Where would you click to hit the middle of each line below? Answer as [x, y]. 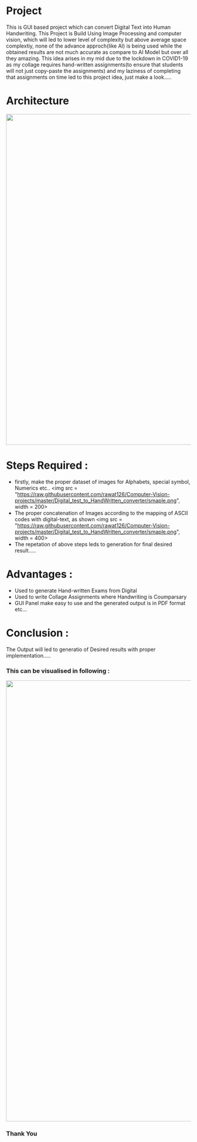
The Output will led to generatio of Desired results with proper [81, 649]
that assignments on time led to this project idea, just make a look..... [89, 77]
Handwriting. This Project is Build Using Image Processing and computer [94, 33]
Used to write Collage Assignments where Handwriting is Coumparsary [101, 597]
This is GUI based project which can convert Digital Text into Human [89, 27]
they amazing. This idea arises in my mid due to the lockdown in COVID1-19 [97, 58]
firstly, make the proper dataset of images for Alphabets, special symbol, [102, 482]
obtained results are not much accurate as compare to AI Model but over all [97, 52]
